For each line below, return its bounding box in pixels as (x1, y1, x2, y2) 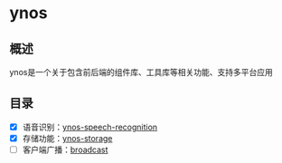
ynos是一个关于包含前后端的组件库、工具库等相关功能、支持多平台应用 (9, 67, 273, 77)
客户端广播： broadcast (22, 144, 108, 155)
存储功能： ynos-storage (22, 132, 113, 143)
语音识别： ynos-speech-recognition (22, 121, 158, 132)
